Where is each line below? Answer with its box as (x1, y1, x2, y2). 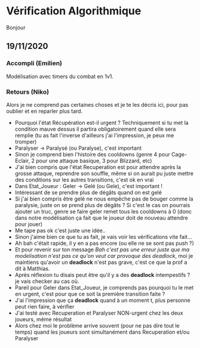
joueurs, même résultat (14, 315, 72, 323)
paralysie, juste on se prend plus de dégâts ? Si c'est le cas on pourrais (14, 201, 190, 208)
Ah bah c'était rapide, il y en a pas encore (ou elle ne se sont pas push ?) (14, 239, 194, 247)
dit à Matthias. (14, 264, 50, 272)
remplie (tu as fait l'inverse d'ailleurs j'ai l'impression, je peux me (14, 131, 174, 138)
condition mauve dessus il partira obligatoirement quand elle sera (14, 125, 176, 133)
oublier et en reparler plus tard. (6, 107, 83, 115)
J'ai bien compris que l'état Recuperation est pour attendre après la (14, 163, 181, 171)
